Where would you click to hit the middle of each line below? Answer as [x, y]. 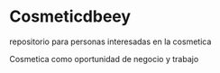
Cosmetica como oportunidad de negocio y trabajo [104, 59]
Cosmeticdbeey [70, 17]
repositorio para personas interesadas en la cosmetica [110, 41]
